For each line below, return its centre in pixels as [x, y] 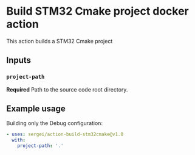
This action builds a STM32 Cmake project [60, 41]
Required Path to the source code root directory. [67, 89]
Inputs [19, 60]
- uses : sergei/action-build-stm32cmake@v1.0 [65, 135]
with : [19, 140]
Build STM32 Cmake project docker [98, 11]
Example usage [36, 109]
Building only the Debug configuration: [55, 123]
